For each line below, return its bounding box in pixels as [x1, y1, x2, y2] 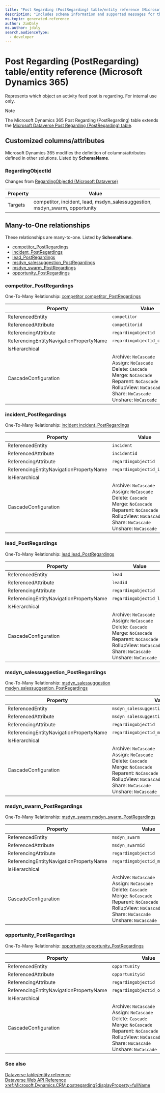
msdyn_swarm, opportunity [33, 205, 97, 211]
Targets [7, 201, 26, 208]
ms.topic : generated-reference [5, 16, 69, 21]
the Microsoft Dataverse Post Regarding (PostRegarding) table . [5, 122, 133, 128]
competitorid [112, 322, 142, 327]
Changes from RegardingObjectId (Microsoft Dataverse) [5, 178, 118, 184]
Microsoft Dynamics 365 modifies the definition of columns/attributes [5, 149, 146, 155]
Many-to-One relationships [5, 221, 90, 230]
